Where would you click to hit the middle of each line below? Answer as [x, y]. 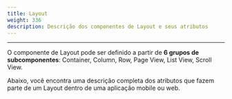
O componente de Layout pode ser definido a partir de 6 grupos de [103, 53]
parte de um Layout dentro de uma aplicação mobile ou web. [94, 88]
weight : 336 [24, 20]
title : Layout [28, 13]
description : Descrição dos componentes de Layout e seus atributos [108, 26]
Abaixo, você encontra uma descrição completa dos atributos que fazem [111, 81]
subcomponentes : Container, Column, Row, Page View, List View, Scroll [109, 60]
